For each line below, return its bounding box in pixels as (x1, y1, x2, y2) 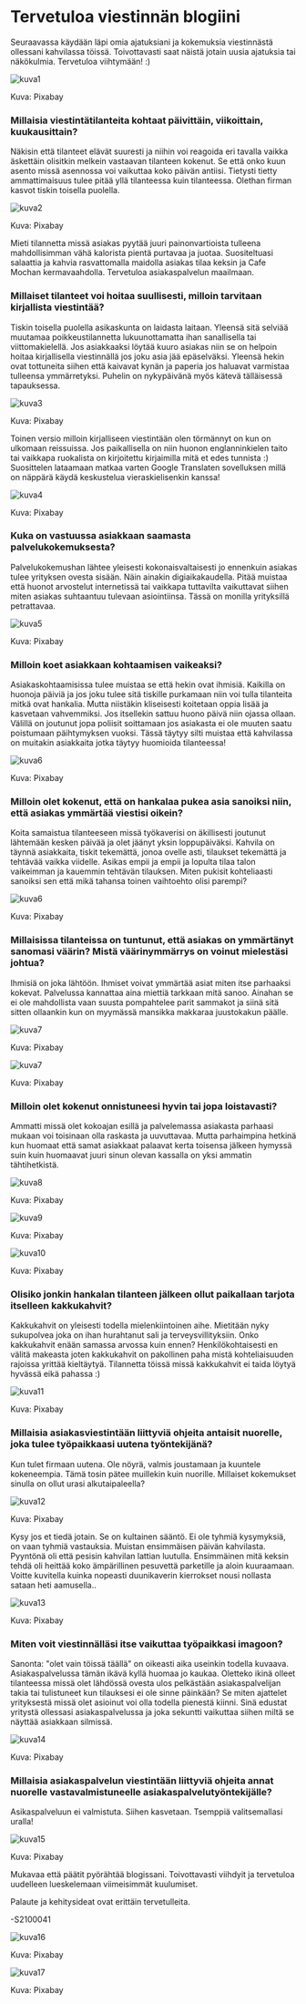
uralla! (10, 1816, 35, 1827)
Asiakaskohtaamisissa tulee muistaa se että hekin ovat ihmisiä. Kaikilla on (10, 679, 286, 690)
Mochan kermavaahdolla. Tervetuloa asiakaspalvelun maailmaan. (10, 267, 254, 278)
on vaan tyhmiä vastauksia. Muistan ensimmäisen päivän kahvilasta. (10, 1540, 267, 1551)
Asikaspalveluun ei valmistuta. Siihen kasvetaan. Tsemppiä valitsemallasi (10, 1806, 283, 1817)
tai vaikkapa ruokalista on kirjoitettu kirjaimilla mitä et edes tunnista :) (10, 452, 270, 463)
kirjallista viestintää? (10, 301, 105, 313)
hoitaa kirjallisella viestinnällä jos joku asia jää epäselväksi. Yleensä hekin (10, 351, 285, 362)
